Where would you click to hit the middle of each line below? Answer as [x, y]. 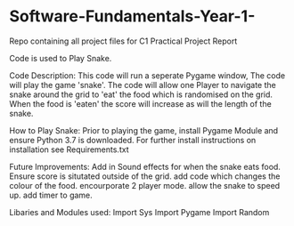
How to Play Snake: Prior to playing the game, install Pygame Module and [144, 130]
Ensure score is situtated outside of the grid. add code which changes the [145, 176]
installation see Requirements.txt [69, 149]
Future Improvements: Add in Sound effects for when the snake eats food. [145, 166]
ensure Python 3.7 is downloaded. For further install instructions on [133, 140]
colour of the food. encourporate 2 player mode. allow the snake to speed [145, 185]
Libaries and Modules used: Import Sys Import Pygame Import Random [139, 212]
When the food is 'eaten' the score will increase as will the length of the [140, 103]
